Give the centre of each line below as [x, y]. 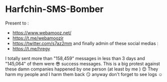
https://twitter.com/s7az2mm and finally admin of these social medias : [85, 43]
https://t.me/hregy [31, 48]
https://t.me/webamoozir [38, 38]
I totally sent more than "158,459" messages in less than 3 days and [75, 58]
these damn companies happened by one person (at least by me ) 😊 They [82, 69]
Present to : [17, 23]
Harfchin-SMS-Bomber [54, 9]
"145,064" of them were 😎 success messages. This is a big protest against [82, 63]
